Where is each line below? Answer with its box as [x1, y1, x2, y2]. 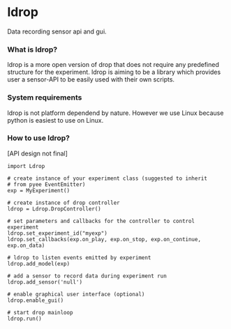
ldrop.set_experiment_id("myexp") [7, 229, 108, 237]
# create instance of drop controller [7, 199, 120, 206]
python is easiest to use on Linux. [7, 116, 104, 124]
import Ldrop [7, 162, 45, 169]
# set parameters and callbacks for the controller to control [7, 217, 195, 224]
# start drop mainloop [7, 309, 73, 316]
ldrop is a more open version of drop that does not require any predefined [7, 61, 220, 69]
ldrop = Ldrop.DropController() [7, 205, 101, 213]
